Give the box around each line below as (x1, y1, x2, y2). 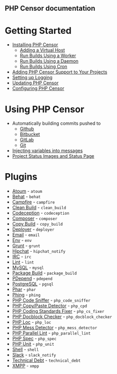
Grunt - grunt (12, 242, 40, 249)
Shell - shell (12, 346, 39, 352)
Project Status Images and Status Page (12, 153, 95, 159)
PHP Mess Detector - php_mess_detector (12, 325, 98, 331)
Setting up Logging (12, 74, 53, 81)
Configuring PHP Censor (12, 85, 64, 91)
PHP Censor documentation (5, 4, 96, 13)
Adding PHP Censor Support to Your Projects (12, 69, 108, 75)
